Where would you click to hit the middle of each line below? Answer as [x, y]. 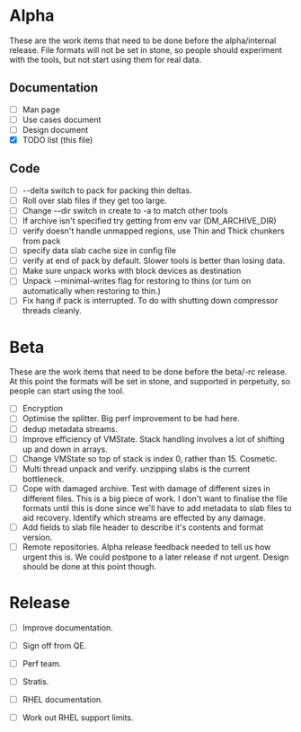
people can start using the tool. [67, 391]
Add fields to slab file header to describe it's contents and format [143, 527]
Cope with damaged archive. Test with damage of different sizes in [146, 488]
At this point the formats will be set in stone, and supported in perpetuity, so [150, 382]
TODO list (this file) [58, 139]
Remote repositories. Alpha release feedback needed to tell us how [146, 547]
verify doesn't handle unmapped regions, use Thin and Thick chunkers [153, 231]
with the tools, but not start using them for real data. [106, 59]
